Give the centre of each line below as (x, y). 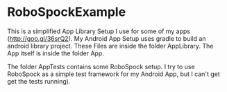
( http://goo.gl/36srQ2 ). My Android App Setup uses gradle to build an (107, 38)
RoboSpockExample (67, 12)
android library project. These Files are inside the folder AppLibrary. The (110, 46)
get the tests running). (39, 81)
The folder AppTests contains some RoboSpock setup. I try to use (101, 66)
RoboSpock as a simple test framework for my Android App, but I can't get (113, 74)
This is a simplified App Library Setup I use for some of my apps (99, 31)
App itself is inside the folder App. (56, 53)
